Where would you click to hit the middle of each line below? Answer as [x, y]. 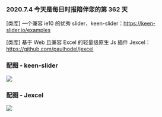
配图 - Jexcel [25, 95]
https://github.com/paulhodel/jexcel [50, 49]
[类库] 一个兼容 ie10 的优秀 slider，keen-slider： [65, 23]
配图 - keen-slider [32, 65]
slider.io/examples [28, 30]
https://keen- [140, 23]
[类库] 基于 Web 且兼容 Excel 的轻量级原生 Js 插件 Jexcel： [78, 42]
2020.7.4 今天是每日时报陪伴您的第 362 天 [67, 9]
